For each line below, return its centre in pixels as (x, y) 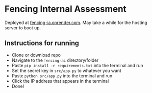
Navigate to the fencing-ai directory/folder (55, 60)
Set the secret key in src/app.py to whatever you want (66, 70)
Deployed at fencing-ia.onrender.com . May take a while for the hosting (76, 23)
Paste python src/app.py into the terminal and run (62, 76)
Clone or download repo (36, 55)
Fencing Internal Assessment (65, 9)
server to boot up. (23, 27)
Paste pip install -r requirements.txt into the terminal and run (77, 65)
